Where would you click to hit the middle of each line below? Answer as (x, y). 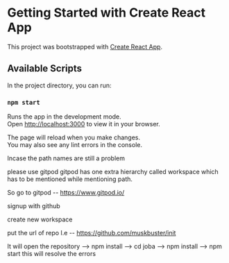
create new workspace (40, 219)
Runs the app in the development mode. (64, 117)
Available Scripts (44, 68)
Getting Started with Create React (107, 13)
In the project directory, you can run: (59, 85)
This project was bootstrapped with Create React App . (85, 46)
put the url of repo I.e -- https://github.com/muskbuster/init (92, 233)
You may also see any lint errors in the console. (75, 145)
